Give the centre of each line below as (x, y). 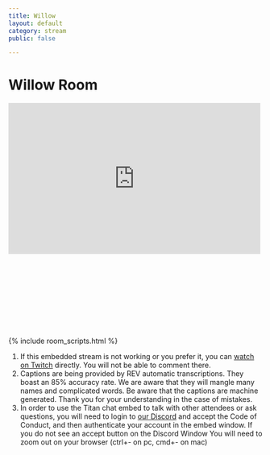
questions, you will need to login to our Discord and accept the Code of (138, 416)
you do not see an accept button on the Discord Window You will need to (141, 434)
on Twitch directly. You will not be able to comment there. (115, 365)
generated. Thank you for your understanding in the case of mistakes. (136, 399)
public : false (32, 38)
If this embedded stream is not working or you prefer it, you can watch (137, 357)
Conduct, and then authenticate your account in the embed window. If (136, 425)
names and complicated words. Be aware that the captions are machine (139, 391)
